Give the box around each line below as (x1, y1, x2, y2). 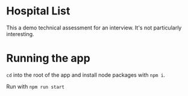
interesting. (6, 30, 34, 37)
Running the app (6, 52, 90, 65)
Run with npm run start (6, 83, 65, 90)
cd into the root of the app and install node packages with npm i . (6, 71, 166, 79)
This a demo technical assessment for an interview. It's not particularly (6, 24, 182, 31)
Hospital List (6, 4, 70, 18)
